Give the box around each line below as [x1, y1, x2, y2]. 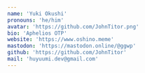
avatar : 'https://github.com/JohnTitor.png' [7, 23, 139, 30]
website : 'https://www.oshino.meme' [7, 36, 114, 43]
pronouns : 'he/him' [7, 17, 64, 24]
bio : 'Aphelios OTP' [7, 29, 68, 37]
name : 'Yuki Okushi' [7, 10, 68, 17]
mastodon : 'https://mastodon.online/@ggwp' [7, 42, 137, 49]
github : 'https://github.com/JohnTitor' [7, 49, 127, 56]
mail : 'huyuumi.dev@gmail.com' [7, 56, 99, 63]
